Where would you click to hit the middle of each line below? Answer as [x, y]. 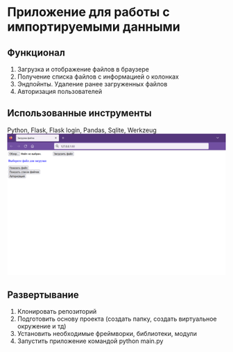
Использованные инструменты [79, 113]
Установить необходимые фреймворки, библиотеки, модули [107, 333]
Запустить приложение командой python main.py [90, 341]
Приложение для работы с [88, 12]
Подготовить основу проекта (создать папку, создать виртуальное [117, 319]
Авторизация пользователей [60, 91]
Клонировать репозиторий [57, 311]
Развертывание [43, 295]
